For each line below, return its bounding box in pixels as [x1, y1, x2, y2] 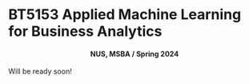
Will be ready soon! [8, 67, 72, 76]
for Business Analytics [8, 22, 163, 40]
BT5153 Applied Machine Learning [8, 6, 242, 24]
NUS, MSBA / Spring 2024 [90, 49, 179, 59]
